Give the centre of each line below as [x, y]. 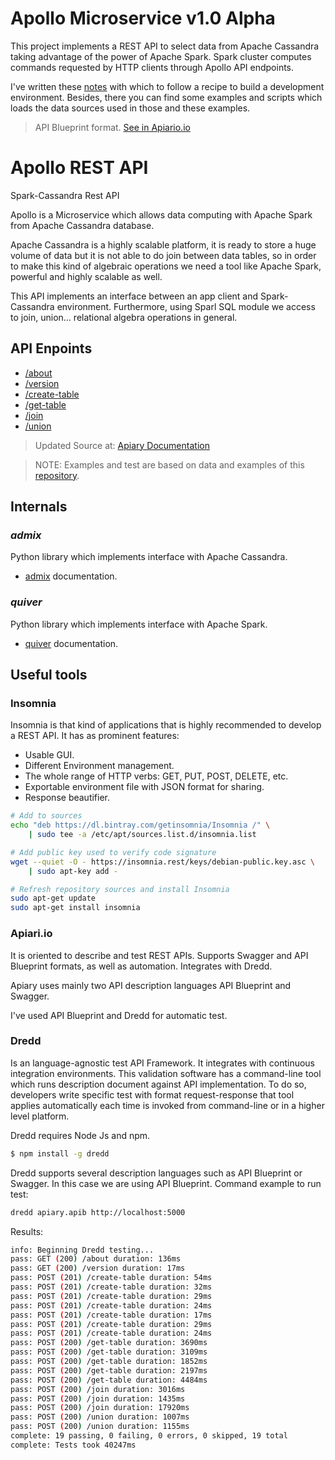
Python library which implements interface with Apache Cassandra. [149, 557]
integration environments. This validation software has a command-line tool [166, 1073]
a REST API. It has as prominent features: [95, 736]
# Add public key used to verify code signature [113, 852]
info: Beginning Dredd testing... [82, 1250]
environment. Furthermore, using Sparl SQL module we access [186, 306]
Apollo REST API [79, 168]
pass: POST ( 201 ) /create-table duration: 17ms [111, 1315]
